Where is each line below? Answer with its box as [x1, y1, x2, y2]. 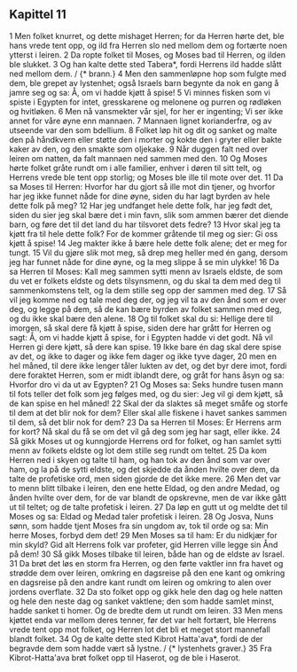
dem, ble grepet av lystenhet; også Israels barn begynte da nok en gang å [9, 77, 279, 88]
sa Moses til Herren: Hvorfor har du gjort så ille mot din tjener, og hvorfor [9, 181, 276, 191]
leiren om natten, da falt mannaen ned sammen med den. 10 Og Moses [9, 152, 268, 163]
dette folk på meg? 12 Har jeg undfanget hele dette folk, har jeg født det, [9, 199, 273, 211]
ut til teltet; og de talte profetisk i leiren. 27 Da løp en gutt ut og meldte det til [9, 501, 288, 512]
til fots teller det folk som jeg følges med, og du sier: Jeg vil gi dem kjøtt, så [9, 388, 284, 399]
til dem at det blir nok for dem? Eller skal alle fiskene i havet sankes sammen [9, 407, 287, 418]
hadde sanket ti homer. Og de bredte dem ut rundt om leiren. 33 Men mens [9, 605, 284, 615]
